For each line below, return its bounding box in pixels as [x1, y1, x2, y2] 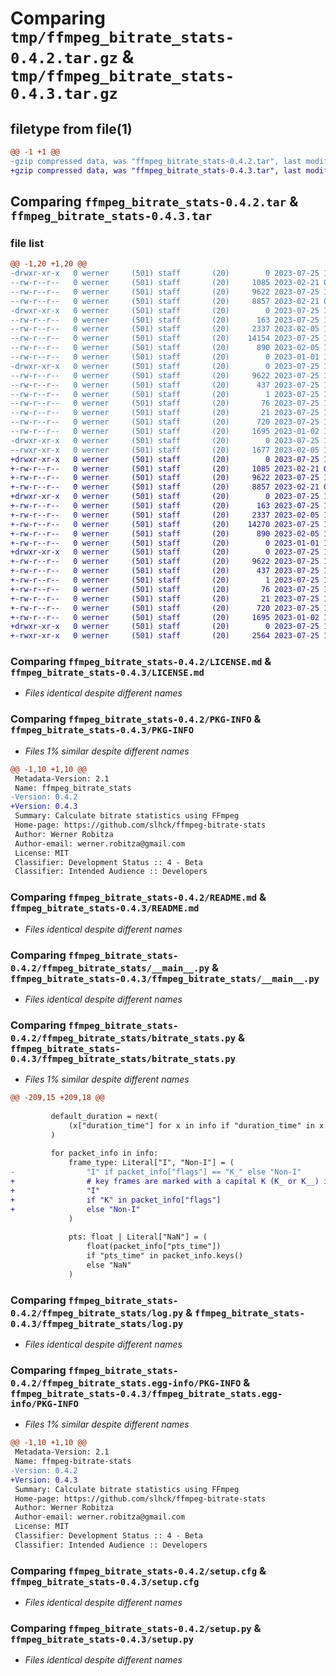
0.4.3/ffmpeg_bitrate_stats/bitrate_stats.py [10, 1053, 237, 1064]
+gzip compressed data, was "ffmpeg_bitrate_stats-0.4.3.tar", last [10, 165, 302, 176]
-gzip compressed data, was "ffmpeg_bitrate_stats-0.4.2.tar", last [10, 156, 302, 166]
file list [10, 236, 45, 250]
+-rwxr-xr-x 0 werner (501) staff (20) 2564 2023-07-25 [10, 631, 320, 641]
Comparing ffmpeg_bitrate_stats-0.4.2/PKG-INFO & [10, 712, 262, 726]
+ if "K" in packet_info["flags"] [10, 1195, 222, 1205]
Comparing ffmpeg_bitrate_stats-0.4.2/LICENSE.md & [10, 655, 272, 669]
